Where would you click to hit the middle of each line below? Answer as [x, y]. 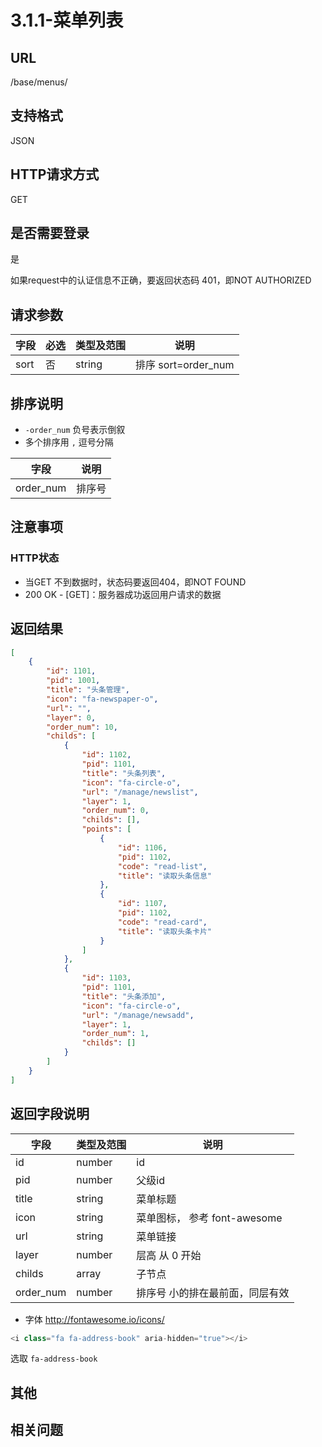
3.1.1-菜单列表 [67, 20]
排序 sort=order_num [185, 365]
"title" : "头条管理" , [88, 690]
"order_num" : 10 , [82, 727]
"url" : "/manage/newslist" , [140, 792]
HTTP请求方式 [55, 174]
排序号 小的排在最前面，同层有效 [213, 1293]
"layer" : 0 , [71, 717]
